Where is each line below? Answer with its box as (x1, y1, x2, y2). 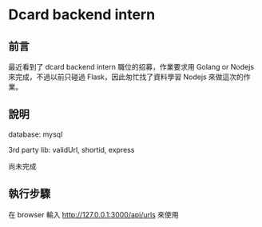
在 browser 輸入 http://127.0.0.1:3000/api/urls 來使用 (8, 209, 179, 219)
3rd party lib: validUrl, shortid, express (8, 145, 135, 154)
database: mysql (8, 129, 63, 139)
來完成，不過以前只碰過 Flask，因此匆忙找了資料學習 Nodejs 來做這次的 (8, 72, 244, 82)
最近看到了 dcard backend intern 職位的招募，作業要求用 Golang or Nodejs (8, 62, 254, 71)
